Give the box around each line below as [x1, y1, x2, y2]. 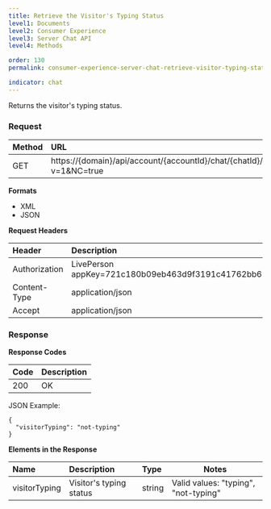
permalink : [8, 64, 45, 73]
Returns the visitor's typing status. [8, 100, 123, 110]
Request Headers [8, 226, 69, 236]
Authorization [12, 264, 64, 275]
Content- [12, 282, 48, 293]
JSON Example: [8, 401, 60, 411]
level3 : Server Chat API [8, 34, 92, 43]
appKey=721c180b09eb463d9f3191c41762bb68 [71, 269, 268, 280]
